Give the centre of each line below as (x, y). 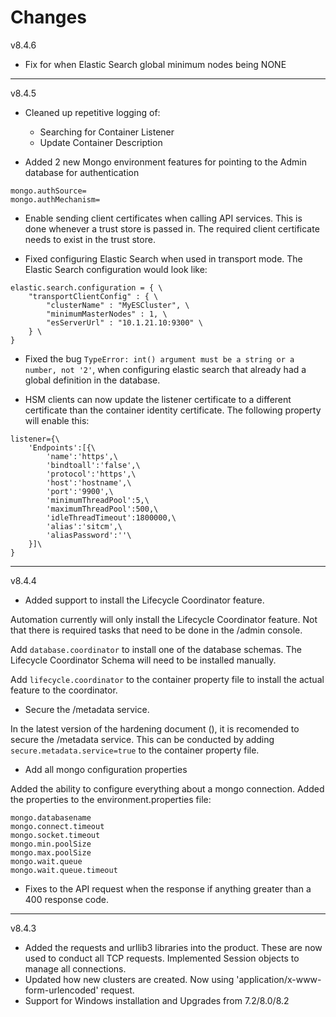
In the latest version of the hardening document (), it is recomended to (155, 728)
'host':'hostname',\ (89, 482)
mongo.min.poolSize (51, 844)
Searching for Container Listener (107, 132)
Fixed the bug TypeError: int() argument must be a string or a (159, 358)
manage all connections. (75, 968)
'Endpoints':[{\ (62, 447)
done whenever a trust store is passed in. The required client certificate (172, 228)
